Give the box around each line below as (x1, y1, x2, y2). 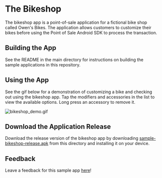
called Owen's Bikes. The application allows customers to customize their (5, 24, 151, 30)
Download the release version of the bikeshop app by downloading (5, 135, 139, 141)
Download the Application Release (5, 122, 111, 130)
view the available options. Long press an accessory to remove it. (5, 99, 135, 105)
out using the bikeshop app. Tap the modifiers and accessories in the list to (5, 94, 155, 100)
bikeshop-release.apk (5, 141, 49, 146)
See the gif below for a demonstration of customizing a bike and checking (5, 89, 152, 95)
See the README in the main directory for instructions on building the (5, 57, 144, 63)
